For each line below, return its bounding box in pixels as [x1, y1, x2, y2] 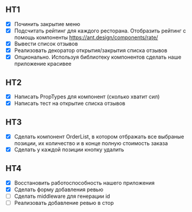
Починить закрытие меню [14, 20, 81, 27]
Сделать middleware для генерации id [14, 192, 110, 200]
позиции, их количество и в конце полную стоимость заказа [14, 139, 168, 147]
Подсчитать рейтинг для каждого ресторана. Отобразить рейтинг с [14, 27, 186, 34]
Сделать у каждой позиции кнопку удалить [14, 146, 124, 153]
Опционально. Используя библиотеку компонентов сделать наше [14, 53, 182, 61]
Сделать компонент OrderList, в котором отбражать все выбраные [14, 133, 184, 140]
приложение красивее [14, 60, 72, 68]
